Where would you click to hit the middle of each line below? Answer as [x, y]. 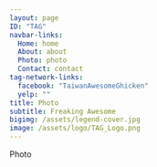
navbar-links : [37, 35]
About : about [42, 52]
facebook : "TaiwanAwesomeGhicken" [83, 86]
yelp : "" [34, 94]
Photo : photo [42, 60]
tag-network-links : [47, 78]
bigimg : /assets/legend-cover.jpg [75, 120]
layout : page [34, 18]
